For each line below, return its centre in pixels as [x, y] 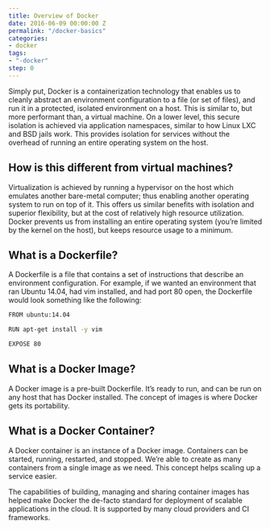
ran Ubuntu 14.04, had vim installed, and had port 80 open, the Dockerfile [130, 291]
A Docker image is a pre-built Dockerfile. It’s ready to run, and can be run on [135, 388]
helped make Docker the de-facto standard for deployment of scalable [126, 500]
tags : [17, 53]
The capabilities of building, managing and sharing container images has [129, 491]
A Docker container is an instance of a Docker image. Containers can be [128, 450]
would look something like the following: [75, 300]
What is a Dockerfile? [63, 255]
